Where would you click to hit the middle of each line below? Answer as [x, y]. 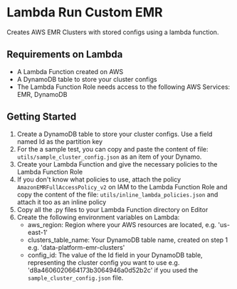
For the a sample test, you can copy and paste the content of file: [112, 149]
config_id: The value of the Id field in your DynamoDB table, [115, 255]
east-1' [37, 232]
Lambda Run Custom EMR [85, 12]
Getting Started [42, 117]
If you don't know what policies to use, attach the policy [99, 179]
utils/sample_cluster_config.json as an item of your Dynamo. [109, 157]
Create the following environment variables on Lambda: [98, 217]
